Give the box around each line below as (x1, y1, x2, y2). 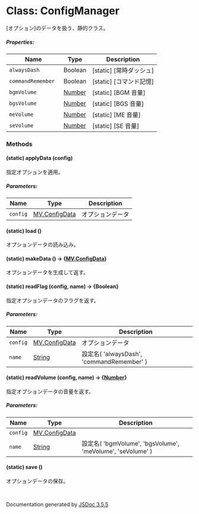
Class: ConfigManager (6, 4, 120, 18)
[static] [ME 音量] (92, 111, 141, 119)
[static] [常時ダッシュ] (92, 66, 154, 75)
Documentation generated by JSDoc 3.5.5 (6, 500, 108, 507)
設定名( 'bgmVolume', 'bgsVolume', (82, 439, 179, 448)
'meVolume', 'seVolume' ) (82, 447, 153, 455)
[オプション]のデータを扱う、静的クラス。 (6, 24, 108, 31)
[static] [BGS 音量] (92, 99, 144, 108)
